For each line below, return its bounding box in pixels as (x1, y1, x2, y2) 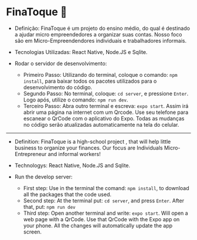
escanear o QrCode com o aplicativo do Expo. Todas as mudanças (23, 114, 185, 122)
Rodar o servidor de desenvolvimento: (14, 60, 107, 67)
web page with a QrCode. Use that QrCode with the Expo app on (23, 215, 180, 222)
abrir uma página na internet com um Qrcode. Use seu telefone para (23, 109, 189, 116)
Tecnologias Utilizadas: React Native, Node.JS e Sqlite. (14, 48, 148, 55)
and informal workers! (47, 150, 101, 157)
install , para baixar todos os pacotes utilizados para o (23, 77, 157, 84)
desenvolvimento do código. (23, 83, 93, 90)
